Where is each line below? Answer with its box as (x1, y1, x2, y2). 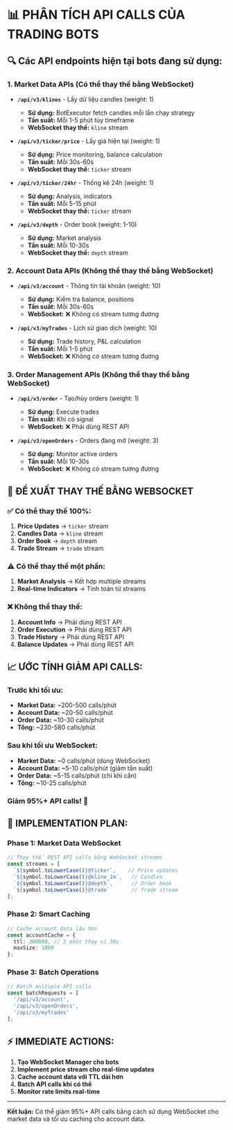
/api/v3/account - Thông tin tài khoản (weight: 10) (17, 282, 161, 290)
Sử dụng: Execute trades (27, 407, 99, 416)
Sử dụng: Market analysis (27, 234, 102, 242)
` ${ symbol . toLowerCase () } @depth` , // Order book (13, 880, 172, 887)
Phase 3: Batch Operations (7, 967, 99, 977)
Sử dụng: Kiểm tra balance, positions (27, 295, 135, 304)
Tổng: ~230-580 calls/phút (17, 723, 96, 732)
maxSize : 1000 (13, 944, 54, 951)
